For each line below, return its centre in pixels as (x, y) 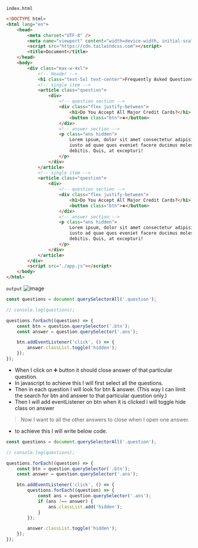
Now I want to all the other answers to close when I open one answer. (105, 419)
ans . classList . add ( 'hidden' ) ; (85, 507)
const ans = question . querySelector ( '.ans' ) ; (94, 496)
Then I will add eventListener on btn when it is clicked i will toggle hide (100, 401)
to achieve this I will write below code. (61, 431)
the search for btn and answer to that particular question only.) (91, 395)
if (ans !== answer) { (65, 501)
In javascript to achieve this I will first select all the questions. (89, 383)
